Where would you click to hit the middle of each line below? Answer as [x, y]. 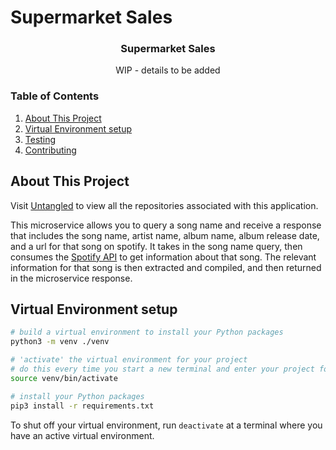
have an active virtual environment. [82, 435]
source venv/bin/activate [64, 378]
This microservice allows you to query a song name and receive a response [166, 225]
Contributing [50, 150]
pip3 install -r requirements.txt [82, 406]
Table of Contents [55, 96]
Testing [40, 139]
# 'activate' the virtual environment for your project [129, 360]
